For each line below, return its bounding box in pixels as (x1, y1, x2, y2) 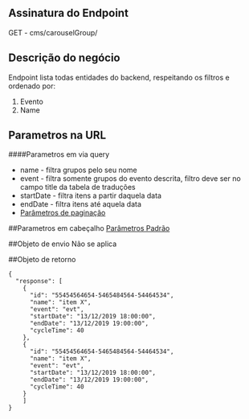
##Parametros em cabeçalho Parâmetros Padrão (8, 224, 170, 233)
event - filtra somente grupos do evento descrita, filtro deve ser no (19, 174, 241, 183)
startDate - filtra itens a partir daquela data (19, 191, 162, 200)
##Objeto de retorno (8, 255, 76, 265)
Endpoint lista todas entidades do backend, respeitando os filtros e (8, 72, 231, 82)
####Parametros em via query (8, 150, 110, 159)
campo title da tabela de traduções (19, 183, 136, 192)
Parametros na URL (8, 129, 107, 142)
